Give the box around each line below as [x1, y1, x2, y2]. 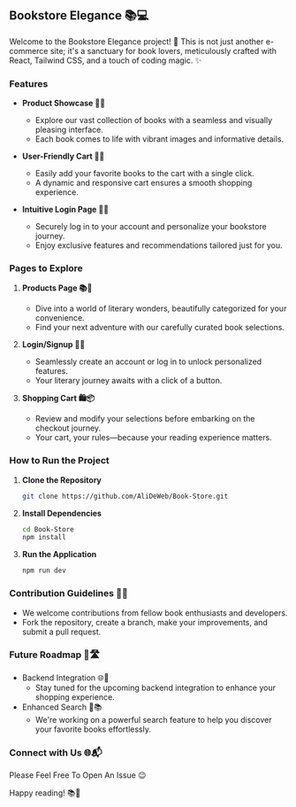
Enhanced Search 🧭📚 [21, 702, 102, 712]
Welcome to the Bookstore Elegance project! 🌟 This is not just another [9, 35, 264, 47]
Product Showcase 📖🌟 [21, 97, 106, 109]
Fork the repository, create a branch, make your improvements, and [21, 617, 268, 627]
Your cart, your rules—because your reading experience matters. [34, 432, 272, 443]
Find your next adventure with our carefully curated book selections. [34, 322, 285, 333]
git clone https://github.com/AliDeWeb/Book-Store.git [21, 492, 229, 500]
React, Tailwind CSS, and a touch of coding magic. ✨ [9, 55, 201, 66]
